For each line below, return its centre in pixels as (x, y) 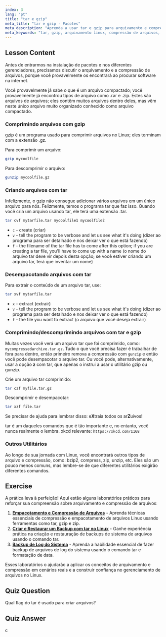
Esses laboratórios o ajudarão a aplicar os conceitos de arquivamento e (78, 565)
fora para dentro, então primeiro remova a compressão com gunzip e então (82, 354)
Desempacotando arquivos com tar (48, 274)
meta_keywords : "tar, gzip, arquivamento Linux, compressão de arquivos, (83, 33)
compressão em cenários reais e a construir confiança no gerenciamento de (83, 570)
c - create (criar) (29, 230)
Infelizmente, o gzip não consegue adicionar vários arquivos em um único (80, 201)
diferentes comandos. (27, 470)
